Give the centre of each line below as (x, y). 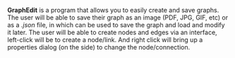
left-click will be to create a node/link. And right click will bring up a (105, 40)
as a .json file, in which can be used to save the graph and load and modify (116, 25)
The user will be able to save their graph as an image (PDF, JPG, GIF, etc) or (117, 17)
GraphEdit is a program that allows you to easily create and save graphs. (113, 10)
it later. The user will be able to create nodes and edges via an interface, (112, 32)
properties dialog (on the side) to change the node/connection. (99, 47)
